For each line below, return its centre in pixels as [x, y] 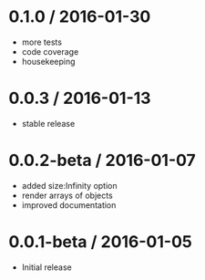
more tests [42, 42]
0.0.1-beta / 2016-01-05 [100, 242]
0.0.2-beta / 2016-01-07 [102, 161]
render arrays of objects [67, 195]
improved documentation [69, 205]
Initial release [46, 267]
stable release [48, 123]
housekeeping [48, 61]
